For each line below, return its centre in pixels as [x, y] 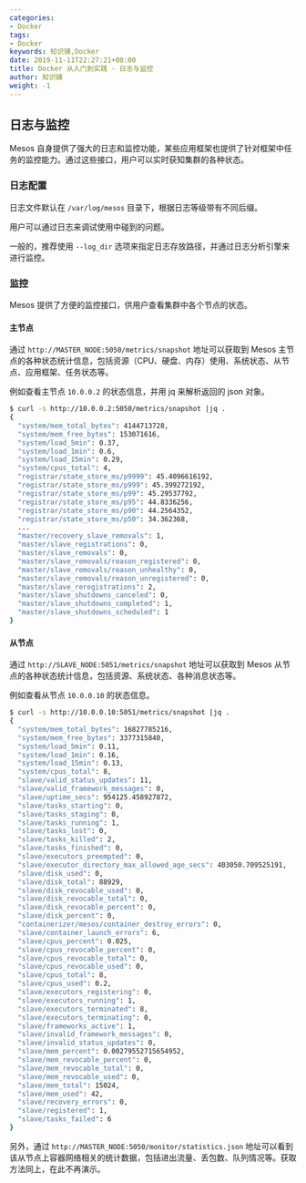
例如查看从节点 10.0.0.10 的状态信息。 [82, 695]
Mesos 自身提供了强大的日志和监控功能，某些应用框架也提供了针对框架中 [147, 149]
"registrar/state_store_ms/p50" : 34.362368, [103, 519]
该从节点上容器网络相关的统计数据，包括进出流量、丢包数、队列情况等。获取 [153, 1157]
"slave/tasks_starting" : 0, [71, 806]
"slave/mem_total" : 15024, [69, 1085]
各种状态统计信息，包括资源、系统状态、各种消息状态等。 [133, 676]
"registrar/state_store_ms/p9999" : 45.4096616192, [116, 477]
